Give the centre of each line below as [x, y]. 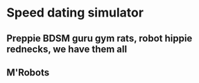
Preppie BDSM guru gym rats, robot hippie [99, 38]
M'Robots [28, 72]
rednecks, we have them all [67, 49]
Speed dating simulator [75, 13]
